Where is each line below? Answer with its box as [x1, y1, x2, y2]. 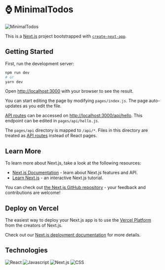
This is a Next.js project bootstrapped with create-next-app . [5, 33, 127, 39]
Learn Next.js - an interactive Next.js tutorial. [12, 175, 103, 181]
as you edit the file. [23, 103, 62, 109]
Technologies [5, 246, 48, 255]
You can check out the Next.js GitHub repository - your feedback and [5, 185, 146, 191]
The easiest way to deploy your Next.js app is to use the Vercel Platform [5, 217, 152, 223]
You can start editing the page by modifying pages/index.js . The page [5, 98, 148, 104]
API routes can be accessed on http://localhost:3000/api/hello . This [5, 113, 143, 118]
